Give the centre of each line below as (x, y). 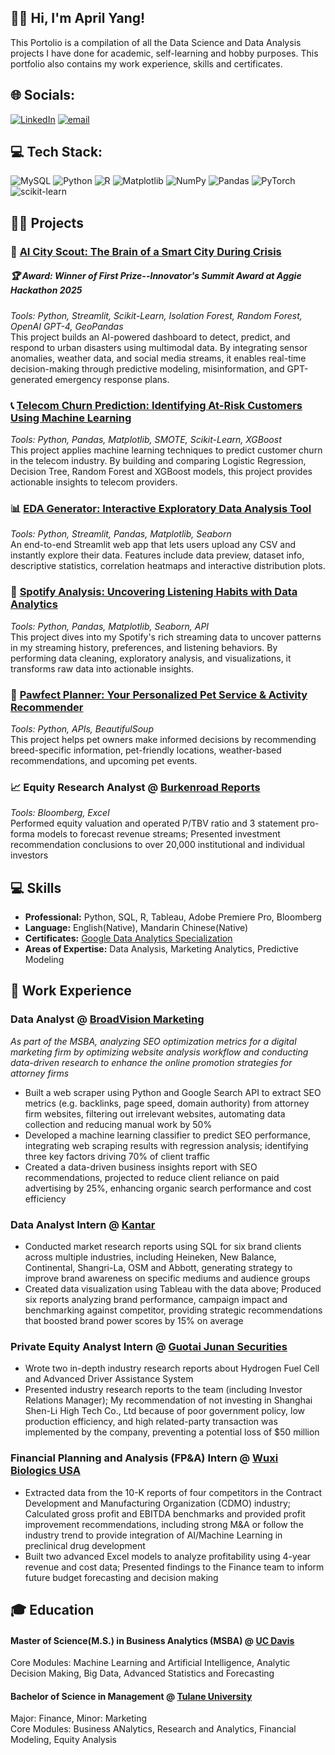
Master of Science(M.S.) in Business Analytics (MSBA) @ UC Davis (152, 1640)
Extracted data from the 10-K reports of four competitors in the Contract (173, 1492)
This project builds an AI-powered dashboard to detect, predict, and (150, 337)
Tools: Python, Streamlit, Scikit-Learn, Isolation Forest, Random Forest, (156, 315)
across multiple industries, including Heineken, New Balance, (150, 1257)
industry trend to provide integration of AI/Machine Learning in (153, 1535)
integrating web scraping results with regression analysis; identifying (166, 1145)
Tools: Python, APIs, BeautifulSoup (82, 728)
